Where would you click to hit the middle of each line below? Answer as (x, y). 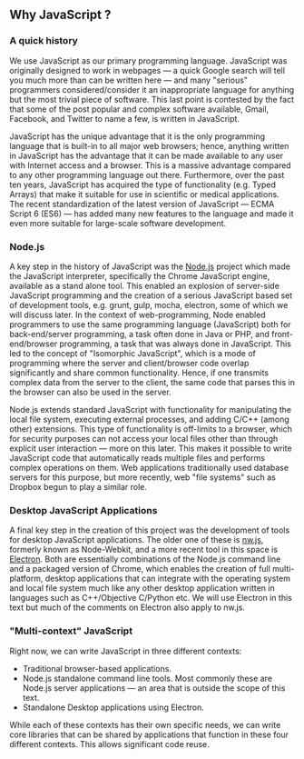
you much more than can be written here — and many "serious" (128, 80)
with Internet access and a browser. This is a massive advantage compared (151, 165)
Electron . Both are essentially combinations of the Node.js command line (145, 559)
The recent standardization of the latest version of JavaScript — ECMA (142, 204)
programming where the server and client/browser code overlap (129, 363)
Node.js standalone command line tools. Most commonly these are (147, 678)
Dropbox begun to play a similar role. (78, 486)
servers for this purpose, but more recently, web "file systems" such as (143, 477)
